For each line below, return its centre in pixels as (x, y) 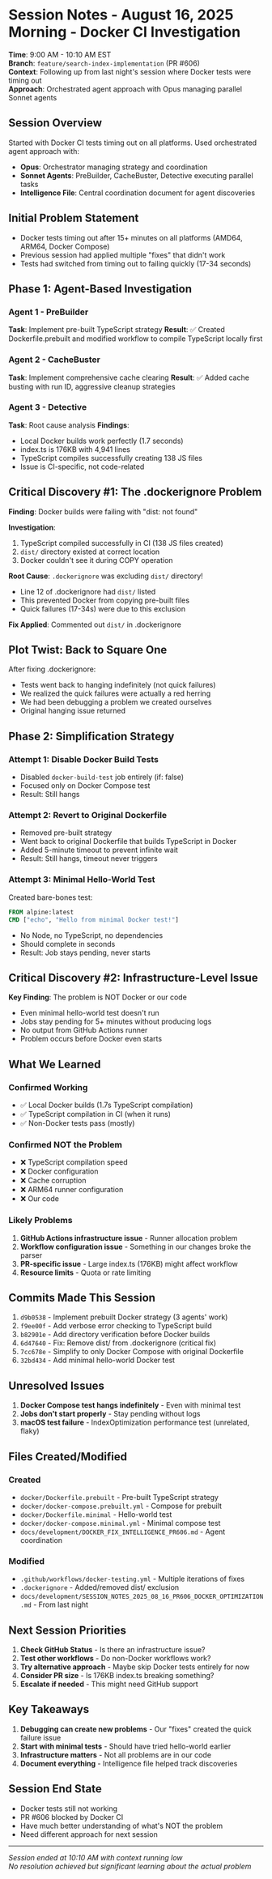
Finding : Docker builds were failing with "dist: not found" (103, 511)
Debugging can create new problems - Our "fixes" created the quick (136, 1729)
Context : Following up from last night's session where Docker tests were (130, 71)
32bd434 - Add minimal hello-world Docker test (98, 1360)
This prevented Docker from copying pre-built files (105, 600)
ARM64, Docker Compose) (65, 246)
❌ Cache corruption (53, 1181)
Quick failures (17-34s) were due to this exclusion (103, 608)
